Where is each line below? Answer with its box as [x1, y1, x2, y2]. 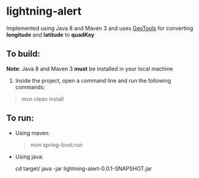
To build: [6, 49, 41, 59]
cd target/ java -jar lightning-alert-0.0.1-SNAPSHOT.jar [15, 165, 153, 172]
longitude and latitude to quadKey [6, 31, 95, 38]
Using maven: [15, 129, 50, 136]
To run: [6, 113, 34, 124]
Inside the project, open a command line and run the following [15, 76, 172, 84]
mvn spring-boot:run [30, 141, 83, 148]
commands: [15, 83, 45, 91]
